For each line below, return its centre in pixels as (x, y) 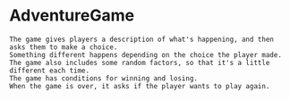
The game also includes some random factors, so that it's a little (140, 62)
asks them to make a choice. (64, 47)
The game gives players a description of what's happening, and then (142, 39)
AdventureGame (72, 16)
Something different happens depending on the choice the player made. (145, 54)
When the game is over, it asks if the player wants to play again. (140, 86)
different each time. (50, 71)
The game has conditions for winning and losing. (104, 78)
